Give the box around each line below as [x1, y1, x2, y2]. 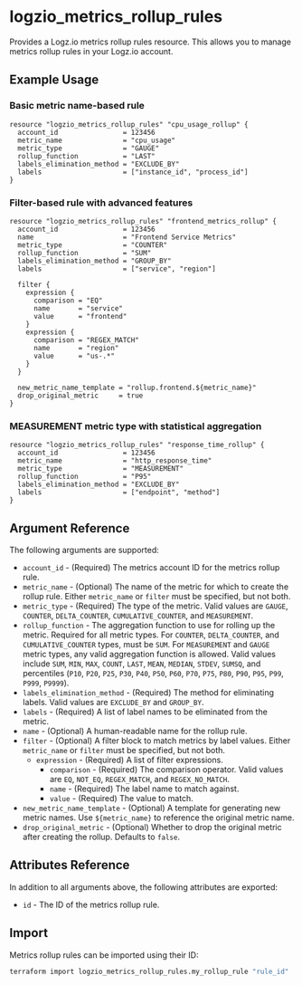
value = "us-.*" [33, 351, 116, 360]
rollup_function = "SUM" [17, 248, 152, 257]
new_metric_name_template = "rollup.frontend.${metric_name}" [17, 383, 257, 392]
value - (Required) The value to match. [49, 793, 194, 804]
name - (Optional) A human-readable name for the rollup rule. [22, 726, 248, 737]
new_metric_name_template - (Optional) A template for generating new [22, 803, 281, 814]
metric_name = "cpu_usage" [17, 136, 176, 145]
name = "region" [33, 343, 119, 352]
